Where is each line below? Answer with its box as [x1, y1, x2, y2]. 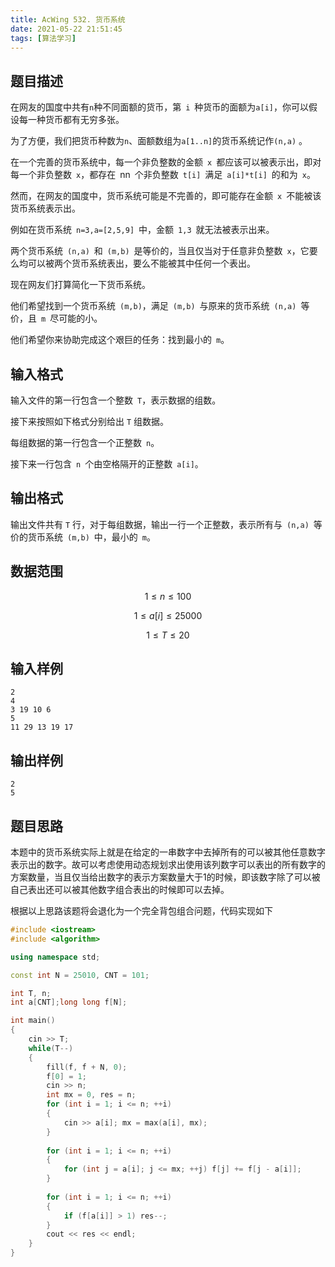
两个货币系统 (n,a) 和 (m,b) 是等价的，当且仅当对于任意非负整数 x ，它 [10, 245, 310, 257]
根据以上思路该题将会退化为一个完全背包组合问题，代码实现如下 [10, 905, 273, 917]
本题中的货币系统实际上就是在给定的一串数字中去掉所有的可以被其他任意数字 [10, 846, 326, 858]
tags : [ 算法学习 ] [10, 33, 77, 43]
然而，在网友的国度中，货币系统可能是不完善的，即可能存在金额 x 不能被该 [10, 190, 322, 202]
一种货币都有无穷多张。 [27, 114, 125, 126]
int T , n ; [10, 988, 52, 998]
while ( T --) [28, 1043, 74, 1053]
